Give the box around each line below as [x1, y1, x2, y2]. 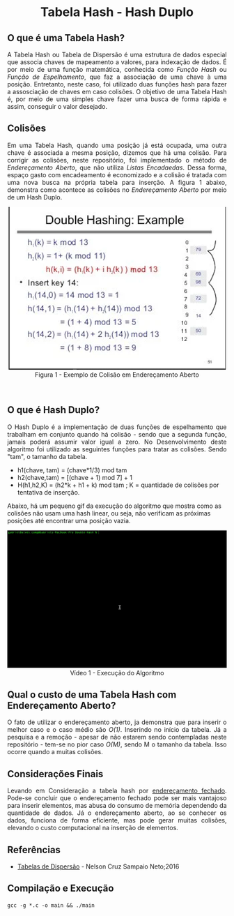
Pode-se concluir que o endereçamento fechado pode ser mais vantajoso [7, 794, 227, 802]
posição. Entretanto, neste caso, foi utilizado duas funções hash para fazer [7, 80, 227, 88]
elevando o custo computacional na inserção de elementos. [7, 824, 179, 832]
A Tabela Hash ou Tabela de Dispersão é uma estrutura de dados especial [7, 50, 227, 59]
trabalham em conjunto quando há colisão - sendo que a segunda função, [7, 430, 227, 438]
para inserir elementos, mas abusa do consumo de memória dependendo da [7, 802, 227, 810]
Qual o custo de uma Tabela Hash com [7, 689, 177, 701]
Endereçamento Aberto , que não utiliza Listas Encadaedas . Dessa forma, [7, 163, 227, 172]
